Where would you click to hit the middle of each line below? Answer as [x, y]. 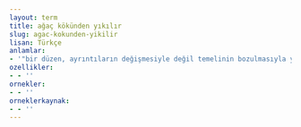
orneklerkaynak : [39, 101]
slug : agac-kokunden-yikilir [64, 34]
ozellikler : [31, 68]
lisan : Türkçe [36, 42]
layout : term [34, 17]
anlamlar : [28, 51]
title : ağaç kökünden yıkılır [66, 26]
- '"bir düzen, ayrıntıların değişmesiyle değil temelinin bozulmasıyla [148, 59]
